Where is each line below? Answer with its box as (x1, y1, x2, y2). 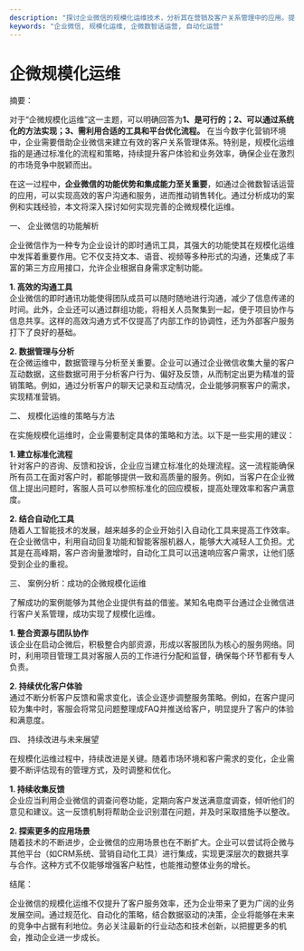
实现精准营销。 (9, 391, 65, 403)
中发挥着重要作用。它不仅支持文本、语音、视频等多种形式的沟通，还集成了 (9, 251, 287, 262)
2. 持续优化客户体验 (9, 680, 83, 692)
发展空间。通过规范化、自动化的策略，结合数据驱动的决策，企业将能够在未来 (9, 909, 295, 920)
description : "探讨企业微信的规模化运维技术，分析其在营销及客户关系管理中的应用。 (9, 13, 289, 23)
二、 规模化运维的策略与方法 (9, 411, 115, 422)
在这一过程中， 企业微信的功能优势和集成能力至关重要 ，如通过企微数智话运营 (9, 178, 295, 190)
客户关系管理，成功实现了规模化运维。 (16, 608, 160, 620)
